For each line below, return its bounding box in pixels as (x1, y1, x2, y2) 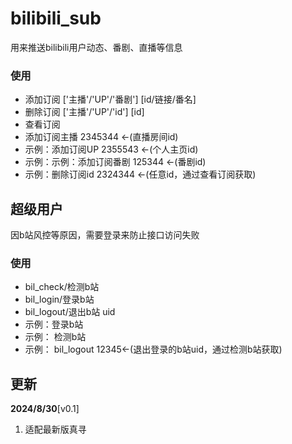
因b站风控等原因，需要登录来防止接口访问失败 (10, 229, 200, 241)
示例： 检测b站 (24, 331, 87, 343)
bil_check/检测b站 (24, 281, 100, 293)
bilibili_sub (10, 7, 102, 30)
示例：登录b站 (24, 318, 84, 331)
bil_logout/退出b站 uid (24, 306, 116, 318)
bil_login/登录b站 (24, 293, 95, 306)
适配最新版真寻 (24, 423, 87, 436)
